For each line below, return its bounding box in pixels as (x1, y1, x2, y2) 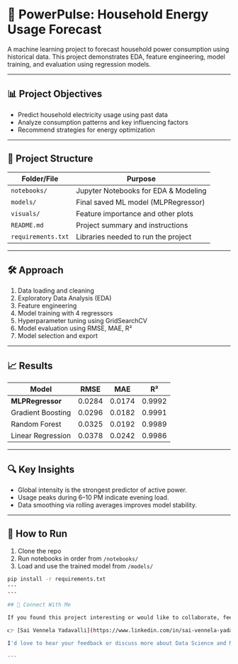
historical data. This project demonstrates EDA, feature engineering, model (7, 52, 225, 61)
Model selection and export (17, 332, 98, 340)
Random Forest (11, 420, 62, 429)
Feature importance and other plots (75, 208, 193, 218)
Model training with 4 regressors (17, 309, 113, 317)
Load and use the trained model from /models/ (17, 561, 154, 570)
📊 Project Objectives (7, 88, 103, 100)
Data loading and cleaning (17, 286, 94, 295)
